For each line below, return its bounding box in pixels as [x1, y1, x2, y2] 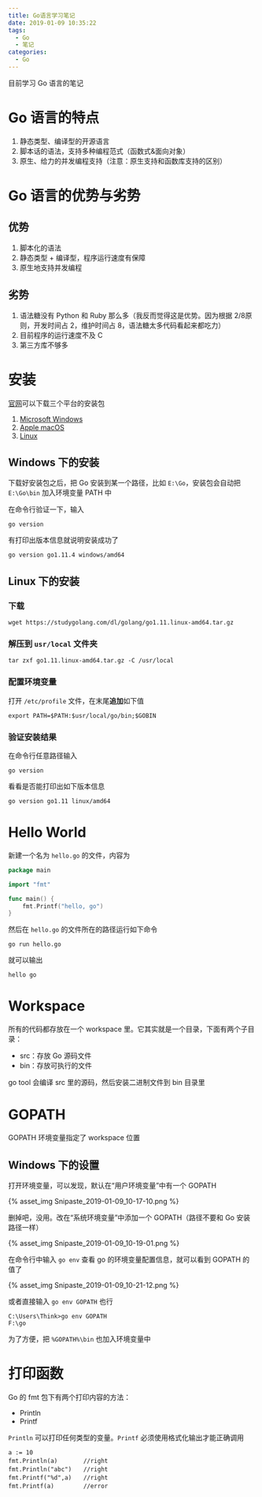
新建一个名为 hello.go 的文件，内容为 [8, 850, 131, 860]
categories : [8, 48, 47, 56]
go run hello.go [8, 940, 61, 948]
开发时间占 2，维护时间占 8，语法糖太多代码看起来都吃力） [33, 321, 226, 330]
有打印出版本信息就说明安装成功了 [8, 535, 119, 545]
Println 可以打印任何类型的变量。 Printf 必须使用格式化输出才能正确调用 [8, 1432, 244, 1442]
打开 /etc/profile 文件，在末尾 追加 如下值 [8, 696, 144, 705]
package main [8, 866, 51, 874]
